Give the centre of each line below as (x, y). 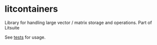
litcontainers (31, 9)
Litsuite (12, 27)
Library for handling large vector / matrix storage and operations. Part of (78, 22)
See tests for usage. (25, 37)
